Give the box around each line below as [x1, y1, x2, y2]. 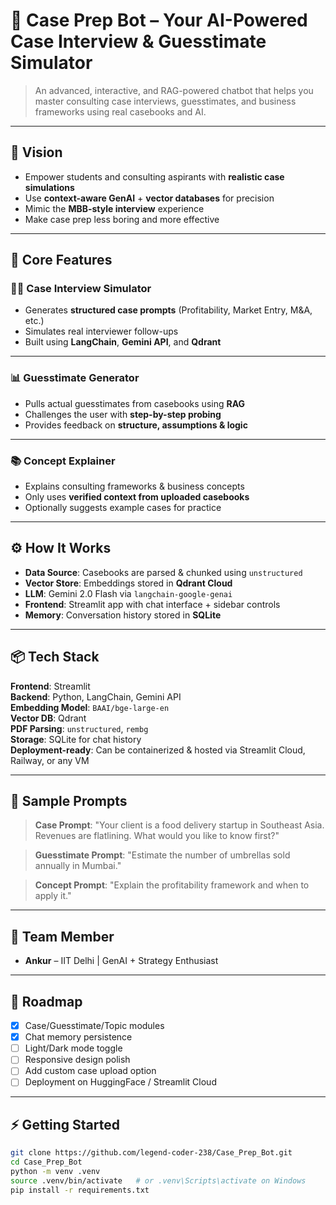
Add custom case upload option [24, 1065, 157, 1077]
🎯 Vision [10, 144, 63, 161]
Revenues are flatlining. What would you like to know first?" [34, 830, 280, 842]
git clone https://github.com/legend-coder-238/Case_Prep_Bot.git [10, 1148, 293, 1158]
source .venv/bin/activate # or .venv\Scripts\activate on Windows [10, 1175, 307, 1186]
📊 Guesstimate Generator [10, 371, 140, 385]
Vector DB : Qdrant [10, 712, 87, 724]
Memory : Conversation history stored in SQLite [24, 609, 222, 621]
